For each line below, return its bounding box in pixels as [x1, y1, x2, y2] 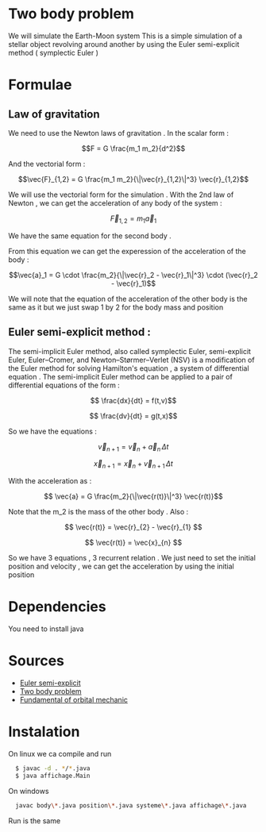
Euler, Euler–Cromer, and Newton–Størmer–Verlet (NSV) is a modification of [8, 355, 256, 364]
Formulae [8, 76, 72, 94]
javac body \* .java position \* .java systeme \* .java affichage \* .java [15, 801, 247, 810]
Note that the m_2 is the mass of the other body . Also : [8, 507, 189, 517]
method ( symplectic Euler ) [8, 48, 99, 57]
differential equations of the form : [8, 380, 121, 390]
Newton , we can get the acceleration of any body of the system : [8, 198, 222, 207]
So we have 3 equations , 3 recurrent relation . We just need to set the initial [8, 553, 256, 563]
